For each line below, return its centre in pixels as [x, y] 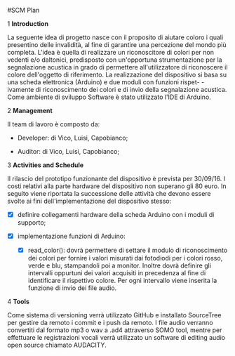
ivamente [21, 90]
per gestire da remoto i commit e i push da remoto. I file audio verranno [110, 323]
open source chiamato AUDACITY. [57, 345]
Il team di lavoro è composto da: [54, 124]
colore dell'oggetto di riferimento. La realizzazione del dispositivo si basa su [117, 74]
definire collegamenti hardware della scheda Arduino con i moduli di [116, 215]
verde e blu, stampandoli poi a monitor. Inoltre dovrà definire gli [120, 265]
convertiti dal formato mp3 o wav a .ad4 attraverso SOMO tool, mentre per [115, 330]
